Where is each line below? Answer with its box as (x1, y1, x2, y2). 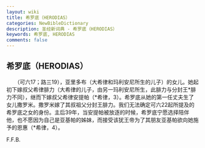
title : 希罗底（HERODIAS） (6, 15, 70, 21)
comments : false (6, 37, 48, 43)
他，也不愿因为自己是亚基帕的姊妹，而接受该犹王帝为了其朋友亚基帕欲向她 (6, 116, 193, 123)
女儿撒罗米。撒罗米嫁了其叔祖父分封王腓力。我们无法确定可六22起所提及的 (6, 101, 195, 108)
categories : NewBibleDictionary (6, 20, 88, 26)
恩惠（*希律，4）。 (16, 124, 64, 131)
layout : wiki (6, 8, 40, 15)
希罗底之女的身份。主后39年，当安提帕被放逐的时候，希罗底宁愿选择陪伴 (6, 109, 190, 116)
